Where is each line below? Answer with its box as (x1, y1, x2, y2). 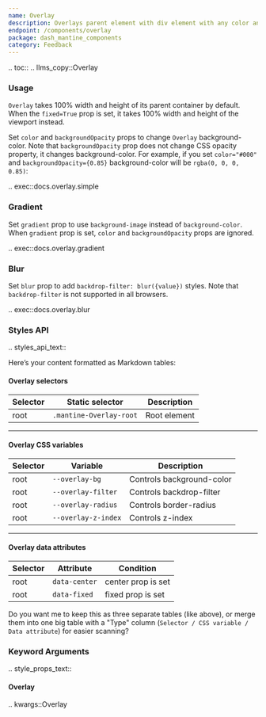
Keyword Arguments (8, 646, 89, 657)
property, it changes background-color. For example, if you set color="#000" (8, 150, 257, 159)
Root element (145, 410, 196, 421)
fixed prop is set (104, 589, 165, 600)
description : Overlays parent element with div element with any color (8, 19, 249, 27)
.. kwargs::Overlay (8, 700, 67, 709)
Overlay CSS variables (8, 440, 84, 450)
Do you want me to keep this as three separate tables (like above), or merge (8, 609, 256, 619)
